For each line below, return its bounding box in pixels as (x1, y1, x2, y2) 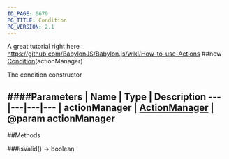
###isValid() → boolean (7, 144, 75, 153)
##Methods (7, 131, 40, 139)
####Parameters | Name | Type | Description (7, 91, 207, 103)
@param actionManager (7, 112, 115, 124)
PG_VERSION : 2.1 (7, 23, 54, 30)
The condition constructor (7, 70, 82, 79)
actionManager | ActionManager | (64, 102, 214, 114)
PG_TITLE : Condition (7, 17, 68, 24)
